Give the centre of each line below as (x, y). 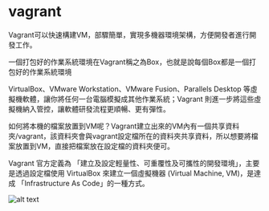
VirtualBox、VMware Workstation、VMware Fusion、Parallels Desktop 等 (130, 89)
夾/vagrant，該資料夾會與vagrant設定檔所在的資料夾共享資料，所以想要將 (130, 136)
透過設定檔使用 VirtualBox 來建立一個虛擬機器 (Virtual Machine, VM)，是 (134, 173)
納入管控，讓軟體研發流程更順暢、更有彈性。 (96, 109)
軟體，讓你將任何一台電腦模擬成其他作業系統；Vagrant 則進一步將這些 (138, 99)
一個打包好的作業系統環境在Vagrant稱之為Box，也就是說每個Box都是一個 (129, 62)
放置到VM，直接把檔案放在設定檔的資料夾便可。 (95, 146)
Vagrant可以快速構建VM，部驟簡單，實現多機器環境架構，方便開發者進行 (129, 34)
